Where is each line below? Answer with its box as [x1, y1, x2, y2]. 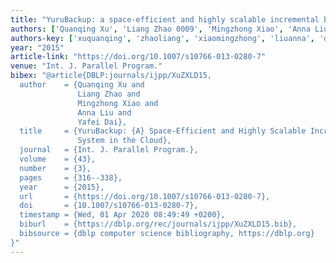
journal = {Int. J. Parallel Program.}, [19, 145, 199, 155]
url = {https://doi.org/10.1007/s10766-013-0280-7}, [19, 191, 271, 201]
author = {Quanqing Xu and [19, 80, 145, 90]
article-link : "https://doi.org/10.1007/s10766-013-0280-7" [10, 52, 267, 62]
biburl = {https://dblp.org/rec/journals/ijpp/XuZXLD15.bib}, [19, 219, 298, 230]
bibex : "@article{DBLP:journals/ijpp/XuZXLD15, [10, 71, 213, 81]
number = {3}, [19, 163, 92, 173]
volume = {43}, [19, 154, 97, 164]
